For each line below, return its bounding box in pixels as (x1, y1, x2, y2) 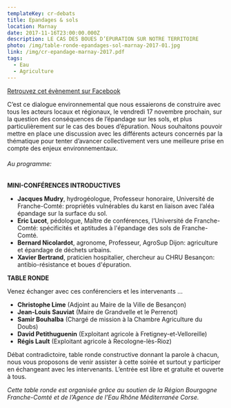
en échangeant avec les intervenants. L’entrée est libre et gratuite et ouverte (7, 365, 224, 373)
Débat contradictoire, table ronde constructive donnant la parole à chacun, (7, 350, 219, 358)
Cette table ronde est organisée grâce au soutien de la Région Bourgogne (7, 385, 217, 394)
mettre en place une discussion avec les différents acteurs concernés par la (7, 129, 223, 138)
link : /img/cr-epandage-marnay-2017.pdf (7, 49, 125, 56)
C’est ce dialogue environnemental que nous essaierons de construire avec (7, 100, 221, 108)
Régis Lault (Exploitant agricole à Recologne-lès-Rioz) (17, 337, 172, 345)
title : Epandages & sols (7, 17, 79, 23)
